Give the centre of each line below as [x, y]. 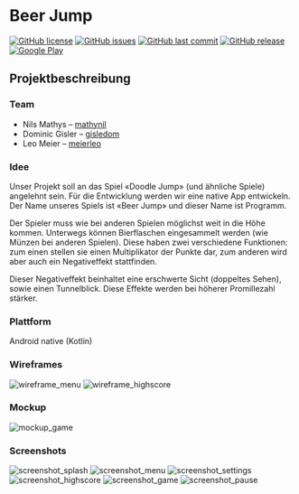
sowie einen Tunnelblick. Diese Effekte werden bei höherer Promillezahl [142, 288]
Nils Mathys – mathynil [64, 124]
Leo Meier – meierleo [62, 143]
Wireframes [36, 365]
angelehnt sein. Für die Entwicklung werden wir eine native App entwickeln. [150, 196]
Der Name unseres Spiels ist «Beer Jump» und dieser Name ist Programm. [148, 205]
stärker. [23, 298]
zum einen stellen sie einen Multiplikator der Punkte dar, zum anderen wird [148, 252]
